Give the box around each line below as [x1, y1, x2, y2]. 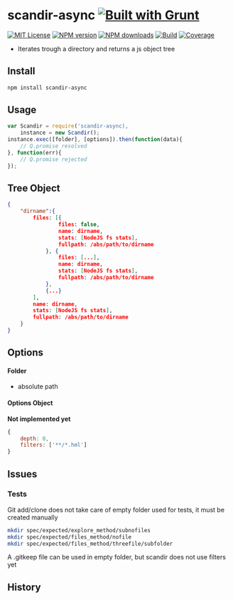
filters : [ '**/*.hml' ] [20, 442, 87, 449]
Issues [7, 467, 38, 480]
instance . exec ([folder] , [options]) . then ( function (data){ [7, 136, 183, 143]
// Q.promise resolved [20, 143, 87, 150]
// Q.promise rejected [20, 155, 87, 163]
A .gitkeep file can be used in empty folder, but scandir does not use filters [7, 553, 226, 562]
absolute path [17, 382, 58, 391]
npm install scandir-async [7, 84, 87, 91]
